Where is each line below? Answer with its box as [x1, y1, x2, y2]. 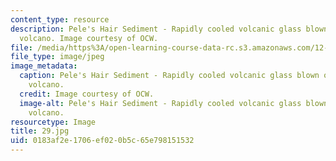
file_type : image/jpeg [10, 52, 105, 62]
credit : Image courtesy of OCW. [19, 89, 155, 99]
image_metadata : [10, 61, 78, 71]
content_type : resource [10, 14, 110, 25]
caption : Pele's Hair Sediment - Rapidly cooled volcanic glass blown [19, 71, 320, 81]
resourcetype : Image [10, 117, 97, 127]
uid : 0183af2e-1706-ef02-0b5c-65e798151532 [10, 136, 195, 146]
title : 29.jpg [10, 126, 70, 136]
